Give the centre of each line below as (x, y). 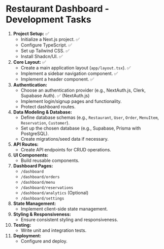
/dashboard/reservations (47, 188)
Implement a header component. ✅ (57, 79)
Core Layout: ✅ (29, 62)
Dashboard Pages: (33, 165)
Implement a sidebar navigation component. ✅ (69, 73)
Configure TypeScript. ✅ (46, 45)
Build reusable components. (50, 160)
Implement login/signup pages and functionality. (71, 101)
